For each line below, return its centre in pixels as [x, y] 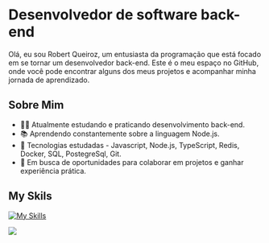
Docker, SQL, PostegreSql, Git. [71, 154]
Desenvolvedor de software [103, 15]
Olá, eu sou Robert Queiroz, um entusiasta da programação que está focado [135, 54]
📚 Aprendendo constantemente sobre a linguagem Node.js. [120, 134]
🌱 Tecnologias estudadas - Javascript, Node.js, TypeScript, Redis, [130, 145]
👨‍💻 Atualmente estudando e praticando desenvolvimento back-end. [132, 124]
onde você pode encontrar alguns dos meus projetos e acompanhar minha [132, 71]
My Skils [30, 196]
